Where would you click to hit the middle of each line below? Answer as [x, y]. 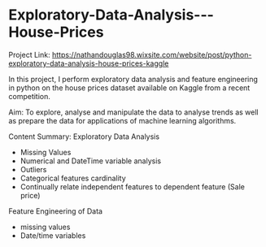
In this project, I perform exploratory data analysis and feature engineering [133, 79]
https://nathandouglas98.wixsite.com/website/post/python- [152, 54]
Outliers [33, 169]
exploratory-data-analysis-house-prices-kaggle [89, 63]
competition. [30, 96]
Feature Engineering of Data [56, 211]
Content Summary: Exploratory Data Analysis [84, 136]
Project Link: [29, 54]
